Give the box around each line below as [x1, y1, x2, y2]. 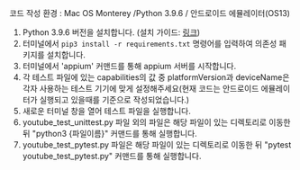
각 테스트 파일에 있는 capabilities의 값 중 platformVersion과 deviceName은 [22, 72, 290, 83]
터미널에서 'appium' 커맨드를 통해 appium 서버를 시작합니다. [22, 61, 237, 71]
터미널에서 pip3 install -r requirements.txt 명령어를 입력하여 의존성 [22, 39, 277, 49]
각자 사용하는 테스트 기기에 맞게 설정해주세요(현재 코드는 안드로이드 [22, 84, 259, 94]
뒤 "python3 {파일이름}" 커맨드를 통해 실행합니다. [22, 129, 198, 139]
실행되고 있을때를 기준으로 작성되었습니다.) [39, 94, 190, 105]
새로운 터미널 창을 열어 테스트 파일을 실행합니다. [22, 106, 191, 116]
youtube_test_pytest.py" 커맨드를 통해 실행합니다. [22, 151, 202, 161]
